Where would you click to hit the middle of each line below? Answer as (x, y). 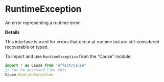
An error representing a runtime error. (43, 23)
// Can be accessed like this (36, 70)
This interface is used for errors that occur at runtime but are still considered (82, 41)
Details (12, 32)
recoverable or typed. (27, 47)
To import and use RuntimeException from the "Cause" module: (69, 56)
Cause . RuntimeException (29, 75)
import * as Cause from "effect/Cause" (46, 65)
